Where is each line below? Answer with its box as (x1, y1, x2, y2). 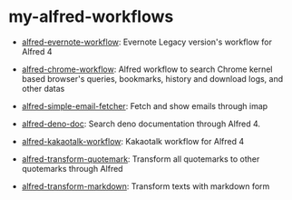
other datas (21, 83, 65, 94)
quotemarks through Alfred (21, 163, 123, 174)
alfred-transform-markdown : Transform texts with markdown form (21, 180, 270, 192)
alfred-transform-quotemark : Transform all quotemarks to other (21, 153, 260, 165)
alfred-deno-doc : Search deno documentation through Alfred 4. (21, 118, 260, 129)
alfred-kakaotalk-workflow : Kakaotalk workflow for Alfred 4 (21, 135, 245, 146)
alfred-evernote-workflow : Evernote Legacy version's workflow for (21, 36, 273, 47)
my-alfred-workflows (8, 6, 174, 27)
